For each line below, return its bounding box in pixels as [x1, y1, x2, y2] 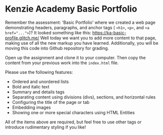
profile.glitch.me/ [5, 35, 39, 41]
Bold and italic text [12, 84, 50, 89]
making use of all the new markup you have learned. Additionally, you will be [5, 40, 159, 46]
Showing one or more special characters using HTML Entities [12, 109, 135, 115]
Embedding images [12, 104, 51, 110]
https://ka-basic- [92, 30, 127, 35]
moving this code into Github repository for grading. [5, 45, 109, 51]
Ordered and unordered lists [12, 79, 69, 84]
